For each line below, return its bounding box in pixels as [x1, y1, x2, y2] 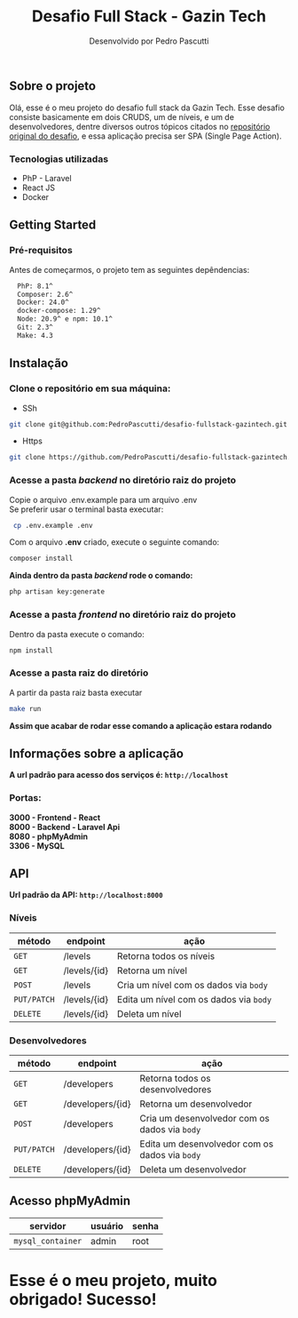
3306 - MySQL [9, 840, 65, 851]
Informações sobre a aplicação [9, 746, 184, 761]
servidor [29, 1219, 67, 1232]
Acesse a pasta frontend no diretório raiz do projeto [9, 609, 237, 621]
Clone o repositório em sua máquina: [9, 382, 171, 395]
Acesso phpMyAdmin [9, 1194, 131, 1209]
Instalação [9, 355, 69, 371]
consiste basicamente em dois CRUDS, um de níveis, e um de [9, 111, 235, 122]
